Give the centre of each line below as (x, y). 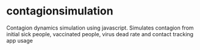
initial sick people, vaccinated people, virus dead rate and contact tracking (100, 34)
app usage (20, 40)
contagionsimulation (60, 11)
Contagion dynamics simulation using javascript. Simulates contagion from (100, 28)
